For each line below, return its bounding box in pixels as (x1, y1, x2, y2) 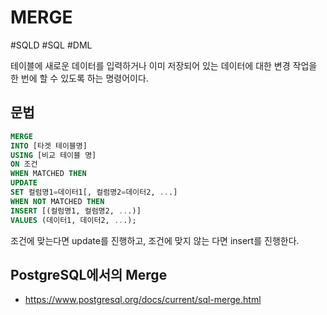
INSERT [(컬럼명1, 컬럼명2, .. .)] (10, 206, 142, 216)
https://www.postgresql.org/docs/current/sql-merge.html (24, 294, 262, 306)
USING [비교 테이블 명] (10, 150, 97, 160)
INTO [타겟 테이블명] (10, 141, 88, 151)
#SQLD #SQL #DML (10, 39, 93, 51)
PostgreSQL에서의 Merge (10, 266, 168, 283)
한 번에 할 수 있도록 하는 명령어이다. (10, 72, 149, 84)
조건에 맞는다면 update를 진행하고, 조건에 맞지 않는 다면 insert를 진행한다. (10, 234, 300, 246)
